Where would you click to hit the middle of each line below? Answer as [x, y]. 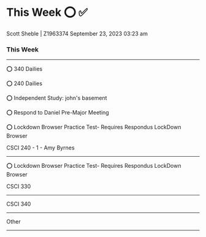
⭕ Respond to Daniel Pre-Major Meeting [58, 113]
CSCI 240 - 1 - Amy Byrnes [40, 148]
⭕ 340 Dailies [25, 69]
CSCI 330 [19, 186]
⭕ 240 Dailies [25, 83]
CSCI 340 [19, 204]
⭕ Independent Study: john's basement [57, 98]
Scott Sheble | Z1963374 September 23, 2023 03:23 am [77, 33]
